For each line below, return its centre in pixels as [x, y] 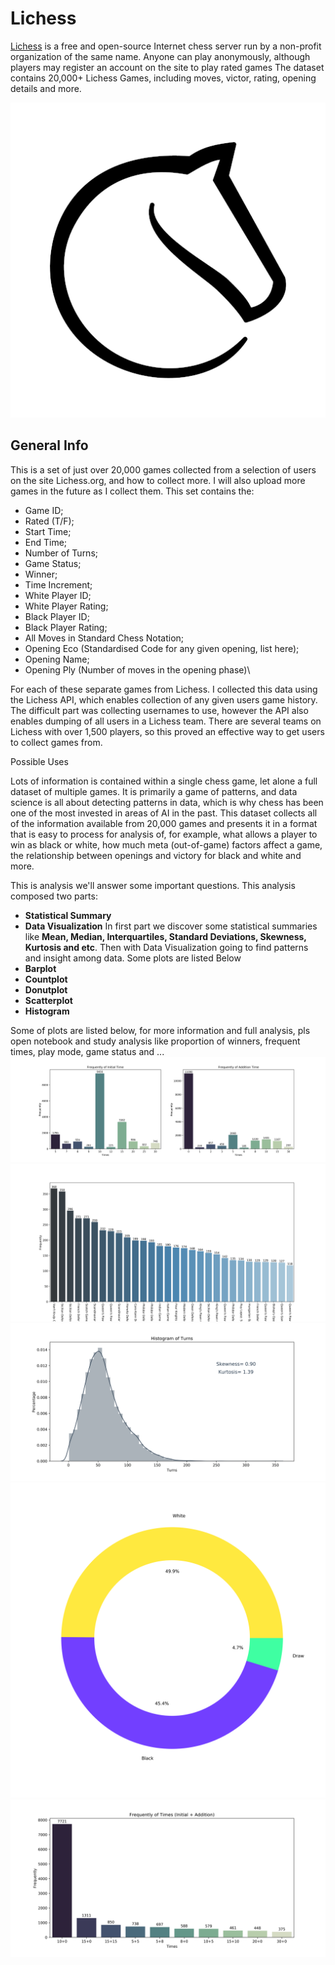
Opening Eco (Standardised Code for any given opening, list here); [162, 648]
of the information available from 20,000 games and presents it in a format [164, 823]
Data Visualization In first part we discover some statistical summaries [171, 926]
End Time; [46, 542]
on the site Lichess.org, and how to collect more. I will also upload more [158, 480]
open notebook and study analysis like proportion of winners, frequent [155, 1041]
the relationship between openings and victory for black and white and [156, 855]
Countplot [46, 979]
